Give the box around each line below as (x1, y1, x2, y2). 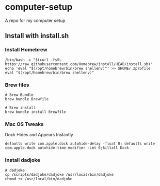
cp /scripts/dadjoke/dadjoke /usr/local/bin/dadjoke (5, 172, 114, 177)
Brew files (5, 81, 29, 88)
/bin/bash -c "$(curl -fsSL (5, 57, 62, 62)
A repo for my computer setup (5, 18, 65, 23)
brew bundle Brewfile (5, 96, 49, 101)
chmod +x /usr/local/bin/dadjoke (5, 176, 73, 181)
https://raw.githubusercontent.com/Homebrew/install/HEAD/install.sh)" (5, 61, 153, 67)
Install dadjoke (5, 157, 40, 164)
